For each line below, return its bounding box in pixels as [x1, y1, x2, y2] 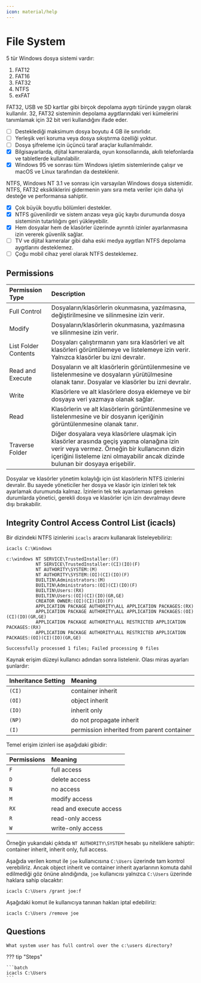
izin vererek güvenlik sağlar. [14, 231, 84, 238]
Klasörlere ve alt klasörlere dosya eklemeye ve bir [51, 388, 191, 396]
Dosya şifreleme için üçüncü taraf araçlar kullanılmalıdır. [14, 141, 153, 148]
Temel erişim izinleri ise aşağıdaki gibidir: [6, 741, 108, 748]
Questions [6, 927, 46, 937]
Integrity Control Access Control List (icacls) [6, 518, 176, 528]
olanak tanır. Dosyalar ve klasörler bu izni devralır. [51, 378, 191, 386]
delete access [51, 775, 91, 784]
